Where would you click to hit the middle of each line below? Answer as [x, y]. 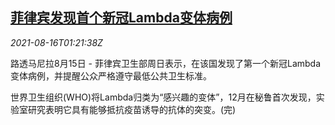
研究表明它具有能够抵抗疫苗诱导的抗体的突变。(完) [132, 109]
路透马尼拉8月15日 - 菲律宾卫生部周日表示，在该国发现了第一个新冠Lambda [166, 63]
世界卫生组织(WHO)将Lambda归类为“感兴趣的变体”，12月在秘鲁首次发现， [163, 97]
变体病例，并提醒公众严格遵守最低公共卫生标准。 [111, 75]
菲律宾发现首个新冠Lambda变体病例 [121, 18]
